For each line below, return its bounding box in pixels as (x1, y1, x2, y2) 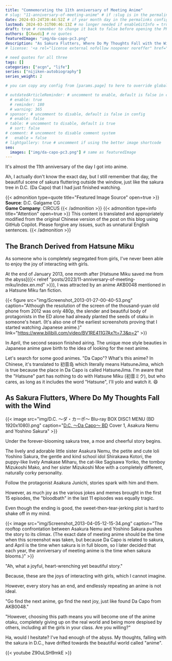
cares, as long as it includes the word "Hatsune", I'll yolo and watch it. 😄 (5, 379, 158, 385)
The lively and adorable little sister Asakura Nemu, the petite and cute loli (5, 448, 160, 454)
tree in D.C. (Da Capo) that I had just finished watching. (5, 184, 121, 191)
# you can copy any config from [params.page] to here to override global (5, 83, 168, 89)
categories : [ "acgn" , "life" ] (5, 65, 70, 70)
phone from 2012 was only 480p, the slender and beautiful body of (5, 308, 147, 314)
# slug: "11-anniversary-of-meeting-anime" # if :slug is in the (5, 12, 147, 17)
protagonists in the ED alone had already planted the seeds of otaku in (5, 314, 154, 320)
